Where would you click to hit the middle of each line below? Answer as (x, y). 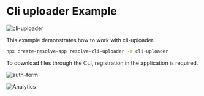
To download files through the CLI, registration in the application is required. (102, 63)
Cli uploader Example (62, 11)
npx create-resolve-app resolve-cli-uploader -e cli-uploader (87, 51)
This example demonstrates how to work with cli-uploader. (81, 40)
